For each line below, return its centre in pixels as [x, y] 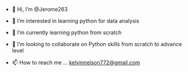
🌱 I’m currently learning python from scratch [67, 32]
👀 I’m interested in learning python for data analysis [75, 21]
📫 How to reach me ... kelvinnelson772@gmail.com [76, 62]
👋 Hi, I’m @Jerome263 [40, 9]
